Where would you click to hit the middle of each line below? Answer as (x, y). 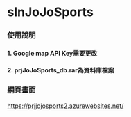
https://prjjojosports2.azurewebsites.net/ (65, 106)
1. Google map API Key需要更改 (52, 53)
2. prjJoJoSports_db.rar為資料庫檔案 (61, 70)
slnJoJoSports (50, 12)
